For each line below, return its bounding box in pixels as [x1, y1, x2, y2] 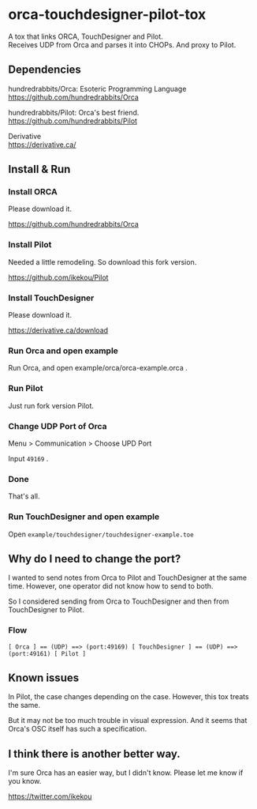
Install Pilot [8, 239, 52, 250]
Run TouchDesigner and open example [8, 511, 160, 522]
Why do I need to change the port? [8, 551, 181, 566]
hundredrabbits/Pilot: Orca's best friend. [8, 107, 140, 117]
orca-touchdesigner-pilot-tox [8, 6, 207, 24]
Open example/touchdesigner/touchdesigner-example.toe [8, 529, 195, 539]
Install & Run [8, 163, 71, 176]
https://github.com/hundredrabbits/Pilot [8, 116, 138, 126]
